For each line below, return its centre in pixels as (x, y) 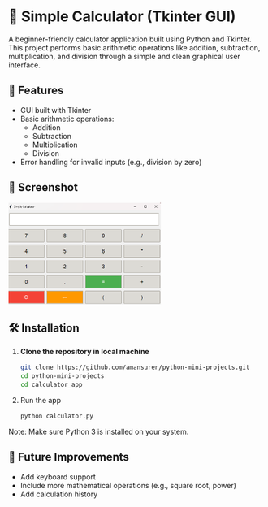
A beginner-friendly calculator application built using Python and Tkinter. (130, 39)
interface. (24, 65)
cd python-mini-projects (62, 376)
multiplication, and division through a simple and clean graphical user (125, 56)
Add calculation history (59, 494)
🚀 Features (36, 91)
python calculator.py (56, 416)
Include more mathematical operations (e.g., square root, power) (128, 485)
